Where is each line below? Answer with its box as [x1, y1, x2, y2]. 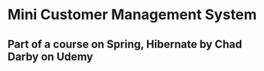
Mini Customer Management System [7, 6, 258, 24]
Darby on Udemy [7, 49, 94, 63]
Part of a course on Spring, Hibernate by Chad [7, 37, 242, 51]
